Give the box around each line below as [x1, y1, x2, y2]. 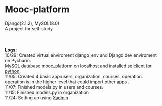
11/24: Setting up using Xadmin [5, 94, 69, 101]
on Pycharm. [5, 57, 31, 63]
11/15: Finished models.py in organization [5, 89, 89, 95]
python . [5, 68, 21, 74]
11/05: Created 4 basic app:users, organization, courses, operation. [5, 73, 143, 79]
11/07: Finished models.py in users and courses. [5, 84, 103, 90]
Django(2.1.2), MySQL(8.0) [5, 20, 60, 26]
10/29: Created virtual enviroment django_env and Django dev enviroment [5, 52, 157, 58]
